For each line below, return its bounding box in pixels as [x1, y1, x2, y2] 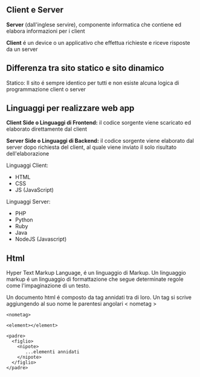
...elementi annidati [25, 349, 80, 355]
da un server [6, 45, 38, 53]
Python [15, 216, 33, 223]
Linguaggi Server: [6, 198, 51, 205]
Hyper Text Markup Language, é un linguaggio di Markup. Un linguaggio [6, 269, 186, 277]
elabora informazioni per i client [6, 27, 86, 34]
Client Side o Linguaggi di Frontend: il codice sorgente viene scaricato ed [6, 119, 192, 126]
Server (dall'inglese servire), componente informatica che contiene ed [6, 21, 182, 28]
